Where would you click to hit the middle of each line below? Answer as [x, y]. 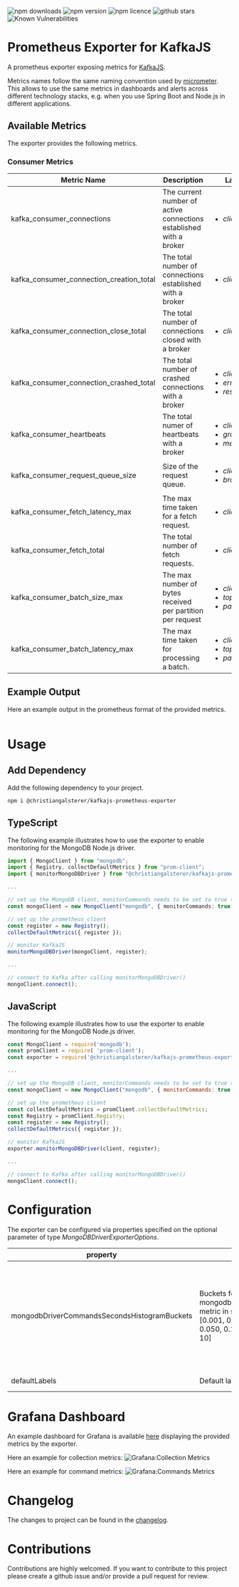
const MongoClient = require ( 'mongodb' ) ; [70, 1044]
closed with [182, 340]
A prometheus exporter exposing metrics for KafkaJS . [86, 67]
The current [182, 192]
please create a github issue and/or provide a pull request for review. [108, 1576]
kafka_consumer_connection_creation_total [83, 279]
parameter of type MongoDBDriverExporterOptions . [83, 1237]
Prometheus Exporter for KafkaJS [109, 47]
